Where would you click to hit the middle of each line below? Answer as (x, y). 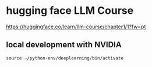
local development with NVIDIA (64, 45)
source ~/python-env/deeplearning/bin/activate (65, 58)
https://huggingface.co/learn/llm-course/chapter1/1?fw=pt (76, 27)
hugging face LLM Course (70, 11)
